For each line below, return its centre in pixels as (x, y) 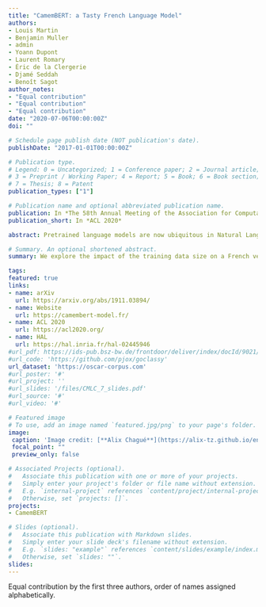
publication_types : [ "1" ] (51, 192)
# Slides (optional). (44, 528)
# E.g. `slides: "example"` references (78, 549)
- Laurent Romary (37, 60)
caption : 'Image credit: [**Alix (67, 440)
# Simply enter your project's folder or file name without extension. (133, 483)
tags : (17, 271)
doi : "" (21, 126)
